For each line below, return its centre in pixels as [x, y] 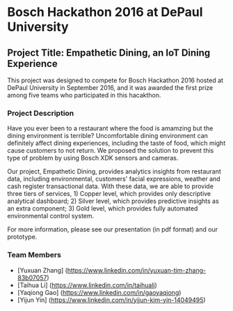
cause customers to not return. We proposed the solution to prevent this [111, 151]
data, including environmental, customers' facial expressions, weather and [114, 179]
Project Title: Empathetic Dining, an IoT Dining [109, 53]
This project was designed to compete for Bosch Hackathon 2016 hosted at [115, 80]
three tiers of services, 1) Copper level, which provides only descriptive [109, 194]
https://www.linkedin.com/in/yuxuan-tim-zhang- [137, 270]
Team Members [34, 255]
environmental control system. [51, 216]
